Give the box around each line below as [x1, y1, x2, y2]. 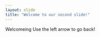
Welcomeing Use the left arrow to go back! [5, 26, 95, 32]
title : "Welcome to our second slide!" [5, 12, 90, 17]
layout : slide [5, 7, 36, 13]
